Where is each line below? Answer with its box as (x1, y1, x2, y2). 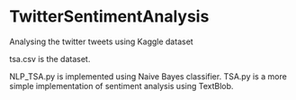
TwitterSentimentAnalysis (9, 6, 210, 27)
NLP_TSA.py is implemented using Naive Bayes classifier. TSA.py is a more (9, 70, 288, 82)
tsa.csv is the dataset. (9, 53, 91, 64)
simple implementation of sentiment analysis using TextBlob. (9, 80, 234, 91)
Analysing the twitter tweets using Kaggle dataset (9, 36, 193, 47)
